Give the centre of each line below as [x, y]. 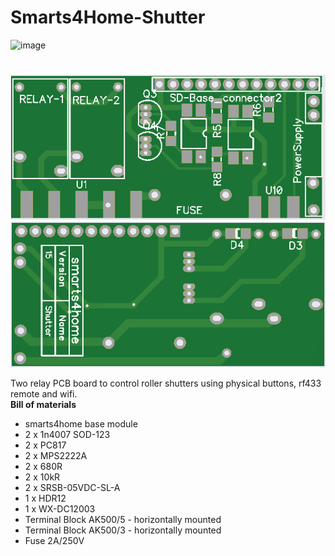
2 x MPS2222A [56, 455]
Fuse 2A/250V [54, 540]
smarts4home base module [81, 423]
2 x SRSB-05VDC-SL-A [72, 487]
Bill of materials [43, 404]
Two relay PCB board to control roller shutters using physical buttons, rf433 [166, 383]
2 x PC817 [45, 445]
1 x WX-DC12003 [60, 508]
